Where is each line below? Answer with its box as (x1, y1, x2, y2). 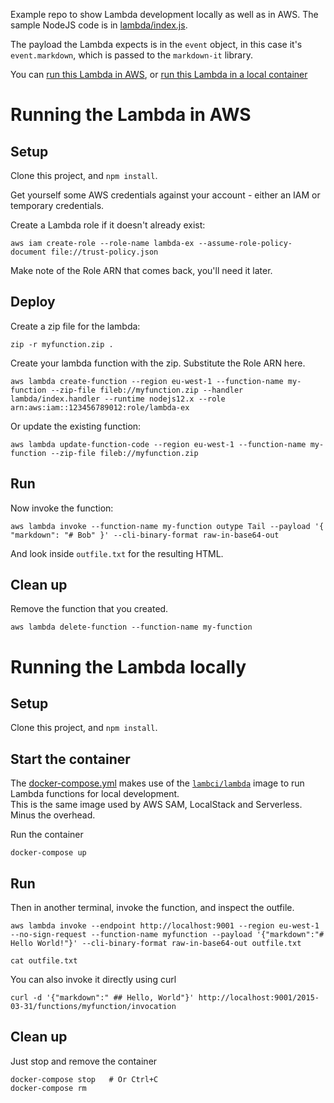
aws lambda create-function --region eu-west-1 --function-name (10, 376, 284, 386)
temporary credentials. (10, 200, 105, 211)
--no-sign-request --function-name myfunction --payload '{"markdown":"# (10, 930, 325, 940)
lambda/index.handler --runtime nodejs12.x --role (10, 394, 226, 404)
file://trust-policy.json (50, 247, 159, 257)
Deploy (10, 294, 56, 311)
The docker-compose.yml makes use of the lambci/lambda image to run (10, 777, 305, 789)
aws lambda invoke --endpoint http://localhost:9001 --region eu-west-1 (10, 921, 320, 931)
